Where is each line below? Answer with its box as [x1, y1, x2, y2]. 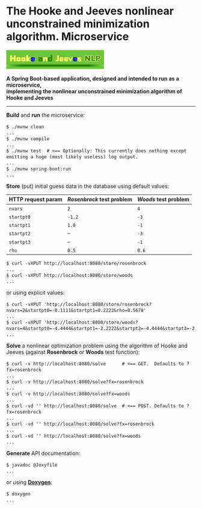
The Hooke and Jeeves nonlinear [6, 4, 174, 18]
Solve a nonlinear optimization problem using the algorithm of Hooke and [6, 342, 188, 350]
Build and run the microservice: [6, 111, 85, 119]
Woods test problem [137, 196, 189, 203]
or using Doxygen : [6, 479, 53, 486]
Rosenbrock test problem [67, 196, 132, 203]
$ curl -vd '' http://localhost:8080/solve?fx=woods [6, 433, 141, 439]
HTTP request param [8, 196, 63, 203]
